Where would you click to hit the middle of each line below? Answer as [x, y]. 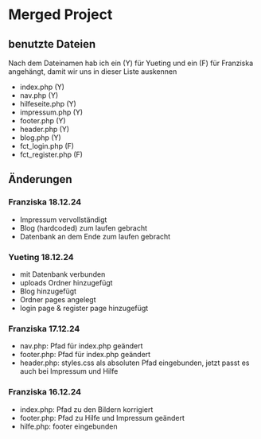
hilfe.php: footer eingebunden [68, 426]
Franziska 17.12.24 [44, 328]
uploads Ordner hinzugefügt [66, 282]
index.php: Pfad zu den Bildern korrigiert [86, 409]
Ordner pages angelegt [58, 299]
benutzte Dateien [52, 44]
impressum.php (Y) [51, 112]
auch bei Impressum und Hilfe [69, 371]
